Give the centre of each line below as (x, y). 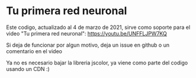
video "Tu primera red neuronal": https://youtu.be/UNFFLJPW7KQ (86, 33)
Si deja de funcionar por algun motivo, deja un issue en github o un (88, 45)
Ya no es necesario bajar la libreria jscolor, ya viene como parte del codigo (97, 63)
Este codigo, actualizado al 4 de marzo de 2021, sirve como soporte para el (98, 27)
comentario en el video (34, 51)
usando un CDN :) (28, 69)
